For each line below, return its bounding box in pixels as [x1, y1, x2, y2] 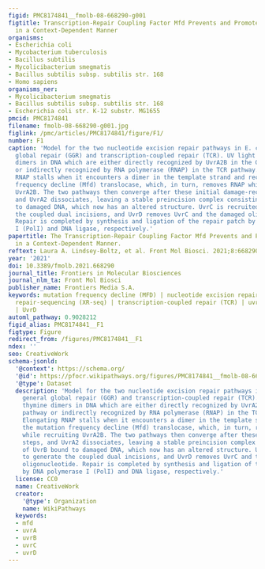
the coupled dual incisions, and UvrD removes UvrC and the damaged [15, 211, 245, 218]
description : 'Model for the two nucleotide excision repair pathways [15, 387, 252, 395]
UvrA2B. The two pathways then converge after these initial [15, 188, 221, 196]
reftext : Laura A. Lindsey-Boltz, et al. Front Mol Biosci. [8, 247, 211, 255]
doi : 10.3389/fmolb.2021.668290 [8, 262, 114, 270]
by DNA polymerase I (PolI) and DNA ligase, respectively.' [22, 468, 224, 476]
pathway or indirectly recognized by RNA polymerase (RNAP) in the [22, 409, 248, 417]
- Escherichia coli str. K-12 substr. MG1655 [8, 108, 160, 116]
